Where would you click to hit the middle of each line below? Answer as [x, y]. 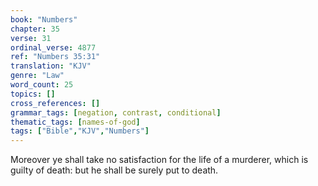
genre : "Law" [37, 76]
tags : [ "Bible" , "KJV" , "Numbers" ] [80, 131]
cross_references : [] [55, 103]
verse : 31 [31, 38]
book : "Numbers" [44, 19]
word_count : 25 [42, 85]
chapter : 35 [35, 29]
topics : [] [33, 94]
